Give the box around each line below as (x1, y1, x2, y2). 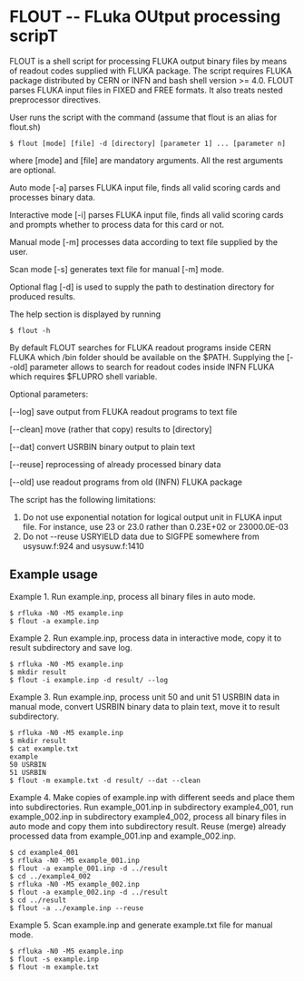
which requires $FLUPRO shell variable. (9, 370, 158, 382)
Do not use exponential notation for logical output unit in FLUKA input (22, 511, 283, 523)
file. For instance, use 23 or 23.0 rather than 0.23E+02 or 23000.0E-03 (22, 521, 289, 532)
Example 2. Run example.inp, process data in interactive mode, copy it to (9, 633, 282, 643)
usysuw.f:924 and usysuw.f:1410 (22, 540, 145, 551)
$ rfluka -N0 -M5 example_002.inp (9, 879, 141, 888)
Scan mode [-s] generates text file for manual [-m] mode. (9, 263, 225, 274)
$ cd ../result (9, 896, 67, 905)
